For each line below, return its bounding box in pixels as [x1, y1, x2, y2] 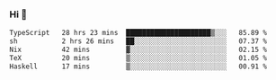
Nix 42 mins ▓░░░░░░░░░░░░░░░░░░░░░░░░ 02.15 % [9, 45, 268, 55]
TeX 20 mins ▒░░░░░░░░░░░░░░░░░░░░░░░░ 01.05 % [9, 53, 268, 62]
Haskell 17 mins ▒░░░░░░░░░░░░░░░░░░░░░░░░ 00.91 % [9, 62, 268, 71]
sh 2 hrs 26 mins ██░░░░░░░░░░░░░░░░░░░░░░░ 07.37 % [9, 37, 268, 46]
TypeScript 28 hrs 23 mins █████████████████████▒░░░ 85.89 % [9, 29, 268, 38]
